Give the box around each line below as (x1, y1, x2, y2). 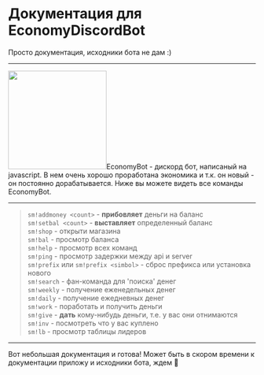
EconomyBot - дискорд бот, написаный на (106, 162, 247, 171)
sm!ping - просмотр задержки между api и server (27, 251, 192, 261)
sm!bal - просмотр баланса (27, 234, 119, 244)
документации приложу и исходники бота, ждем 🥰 (8, 358, 179, 367)
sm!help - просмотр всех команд (27, 243, 137, 252)
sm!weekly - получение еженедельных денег (27, 284, 176, 294)
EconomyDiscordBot (8, 21, 145, 39)
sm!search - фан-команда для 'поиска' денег (27, 277, 177, 286)
